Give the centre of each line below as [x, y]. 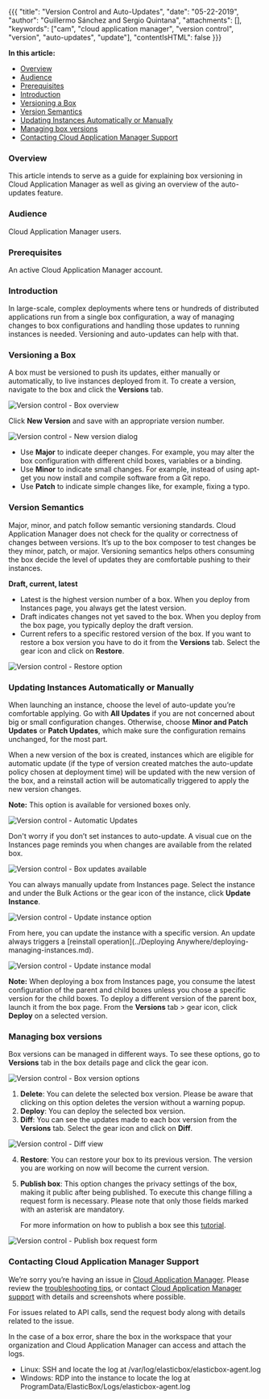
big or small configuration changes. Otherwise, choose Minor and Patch [128, 723]
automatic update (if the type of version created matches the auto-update [131, 764]
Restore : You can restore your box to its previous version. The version [136, 1160]
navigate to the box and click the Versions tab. [86, 390]
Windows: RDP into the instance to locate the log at [105, 1378]
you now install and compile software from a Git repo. [122, 478]
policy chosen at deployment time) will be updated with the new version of [132, 772]
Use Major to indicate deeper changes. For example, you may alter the [137, 452]
